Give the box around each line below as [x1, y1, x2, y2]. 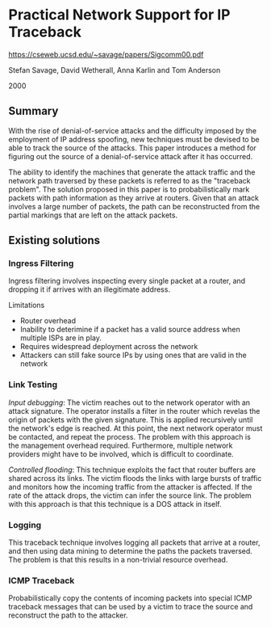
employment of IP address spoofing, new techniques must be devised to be [8, 134, 260, 144]
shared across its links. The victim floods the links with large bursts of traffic [8, 473, 262, 483]
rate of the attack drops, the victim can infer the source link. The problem [8, 491, 252, 500]
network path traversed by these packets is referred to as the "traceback [8, 175, 251, 185]
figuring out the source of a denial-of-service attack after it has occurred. [8, 151, 253, 161]
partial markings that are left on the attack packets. [8, 210, 178, 220]
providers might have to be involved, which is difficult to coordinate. [8, 449, 234, 458]
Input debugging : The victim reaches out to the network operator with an [8, 398, 251, 407]
